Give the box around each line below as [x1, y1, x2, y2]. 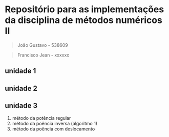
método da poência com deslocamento [12, 126, 95, 132]
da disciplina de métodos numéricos [5, 14, 162, 26]
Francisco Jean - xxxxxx [17, 52, 70, 58]
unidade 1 [5, 67, 36, 75]
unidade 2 [5, 84, 38, 93]
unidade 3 [5, 101, 38, 110]
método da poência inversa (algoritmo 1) [12, 120, 98, 126]
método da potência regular [12, 115, 71, 121]
